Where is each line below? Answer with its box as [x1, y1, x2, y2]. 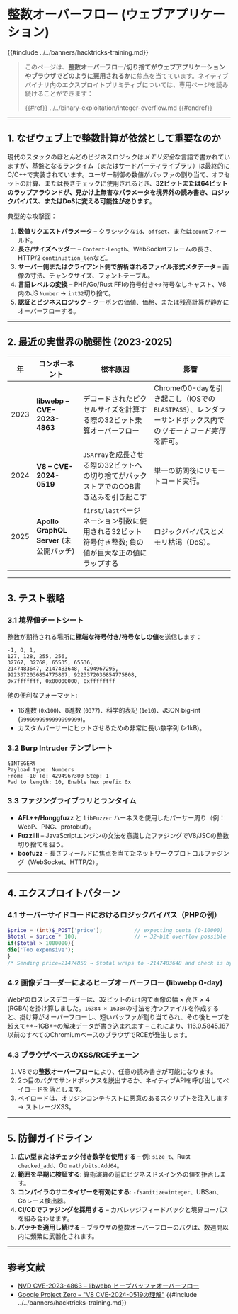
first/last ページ [82, 505, 141, 515]
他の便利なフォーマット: [7, 691, 78, 700]
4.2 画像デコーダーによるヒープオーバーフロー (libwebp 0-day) [7, 978, 223, 987]
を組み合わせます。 [17, 1214, 74, 1223]
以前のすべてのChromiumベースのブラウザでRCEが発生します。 [7, 1031, 191, 1039]
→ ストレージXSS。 [17, 1103, 76, 1111]
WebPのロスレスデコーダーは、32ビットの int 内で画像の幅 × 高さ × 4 [7, 995, 210, 1004]
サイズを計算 [96, 404, 140, 414]
